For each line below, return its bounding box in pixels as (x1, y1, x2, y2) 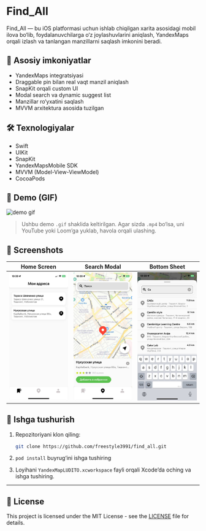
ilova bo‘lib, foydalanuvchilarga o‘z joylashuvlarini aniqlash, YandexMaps (6, 31, 189, 38)
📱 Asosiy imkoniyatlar (6, 55, 91, 66)
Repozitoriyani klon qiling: (15, 430, 81, 438)
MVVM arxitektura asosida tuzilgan (15, 104, 104, 112)
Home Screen (20, 262, 56, 270)
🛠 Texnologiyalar (6, 123, 75, 133)
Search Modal (85, 262, 121, 270)
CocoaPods (15, 175, 45, 182)
